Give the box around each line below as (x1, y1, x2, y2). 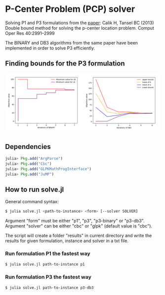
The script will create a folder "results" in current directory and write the (5, 232, 152, 238)
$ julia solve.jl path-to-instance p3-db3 (5, 285, 94, 291)
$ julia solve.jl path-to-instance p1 (5, 261, 85, 267)
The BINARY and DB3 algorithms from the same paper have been (5, 39, 138, 45)
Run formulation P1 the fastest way (5, 250, 90, 257)
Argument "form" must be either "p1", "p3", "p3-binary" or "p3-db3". (5, 218, 145, 223)
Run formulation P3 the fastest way (5, 273, 91, 280)
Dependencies (5, 143, 51, 151)
